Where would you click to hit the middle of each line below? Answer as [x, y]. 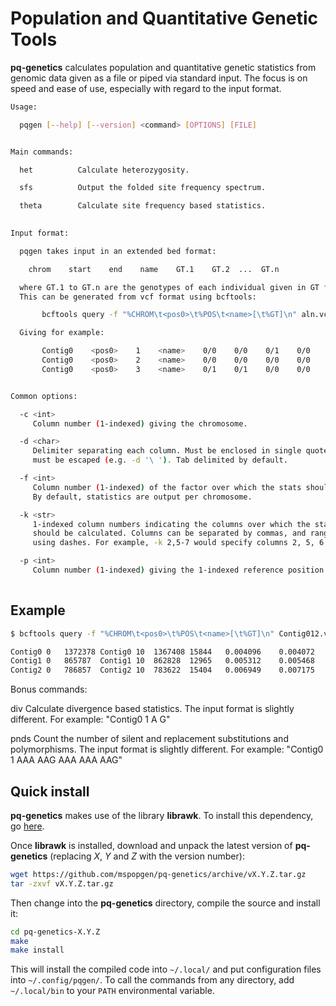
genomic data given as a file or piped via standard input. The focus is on [159, 78]
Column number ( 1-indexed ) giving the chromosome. [140, 423]
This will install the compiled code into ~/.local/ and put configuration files [166, 969]
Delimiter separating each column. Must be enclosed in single [167, 451]
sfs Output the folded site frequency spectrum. [143, 188]
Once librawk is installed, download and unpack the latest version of [151, 845]
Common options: [44, 396]
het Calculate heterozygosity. [104, 170]
